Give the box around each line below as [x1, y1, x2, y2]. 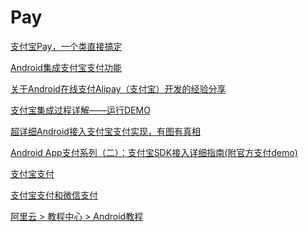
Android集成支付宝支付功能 [10, 61, 122, 73]
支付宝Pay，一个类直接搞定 [10, 40, 123, 52]
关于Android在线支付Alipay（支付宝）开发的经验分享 [10, 82, 227, 95]
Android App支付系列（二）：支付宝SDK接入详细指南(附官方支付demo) [10, 146, 298, 158]
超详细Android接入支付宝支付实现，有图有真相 [10, 125, 201, 137]
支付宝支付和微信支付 [10, 189, 98, 201]
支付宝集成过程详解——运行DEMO [10, 104, 151, 116]
